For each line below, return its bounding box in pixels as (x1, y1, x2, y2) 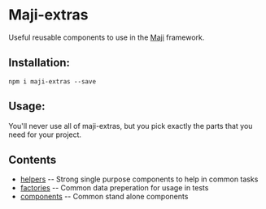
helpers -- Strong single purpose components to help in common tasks (20, 174, 259, 184)
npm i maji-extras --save (8, 77, 96, 86)
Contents (8, 152, 57, 167)
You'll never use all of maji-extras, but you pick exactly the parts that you (8, 121, 253, 130)
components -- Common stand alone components (20, 192, 189, 202)
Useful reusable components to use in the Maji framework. (8, 32, 205, 42)
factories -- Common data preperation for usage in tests (20, 183, 209, 193)
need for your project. (8, 130, 82, 139)
